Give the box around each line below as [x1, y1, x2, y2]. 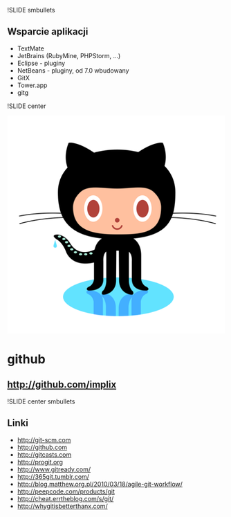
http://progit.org [17, 457, 64, 466]
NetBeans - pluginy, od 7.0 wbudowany [17, 66, 129, 75]
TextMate [17, 44, 45, 53]
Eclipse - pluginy [17, 59, 66, 67]
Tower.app [17, 81, 48, 89]
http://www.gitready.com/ [17, 465, 91, 473]
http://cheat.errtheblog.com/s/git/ [17, 494, 114, 502]
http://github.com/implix [7, 379, 117, 390]
